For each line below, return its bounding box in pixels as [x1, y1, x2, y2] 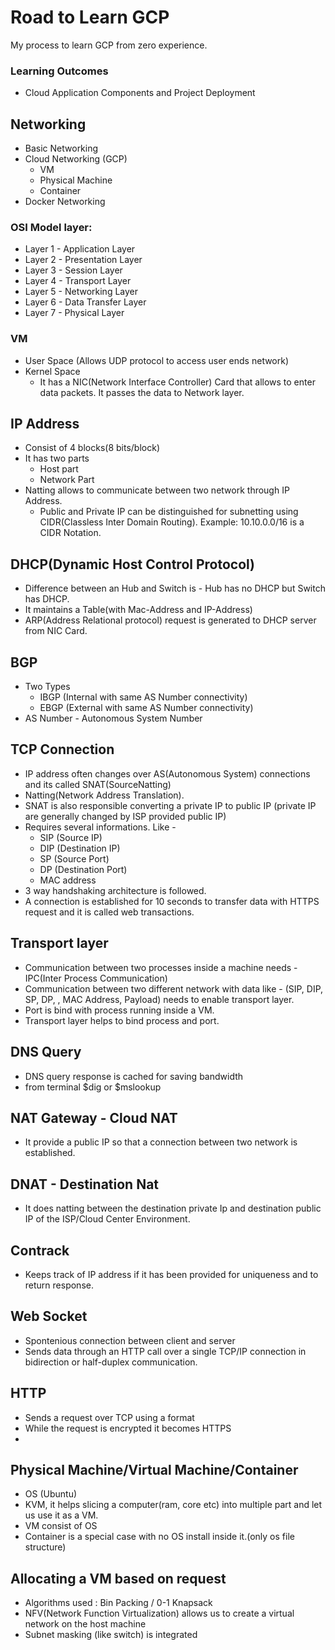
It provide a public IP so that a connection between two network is [24, 1136, 298, 1148]
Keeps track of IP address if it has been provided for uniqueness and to [24, 1268, 319, 1280]
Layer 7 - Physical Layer [24, 307, 125, 319]
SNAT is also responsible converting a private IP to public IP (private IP [24, 799, 317, 811]
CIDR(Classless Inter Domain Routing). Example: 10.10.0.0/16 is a [39, 516, 305, 528]
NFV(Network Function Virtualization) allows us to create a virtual [24, 1607, 295, 1620]
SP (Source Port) [39, 852, 110, 865]
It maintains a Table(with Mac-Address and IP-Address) [24, 604, 253, 616]
